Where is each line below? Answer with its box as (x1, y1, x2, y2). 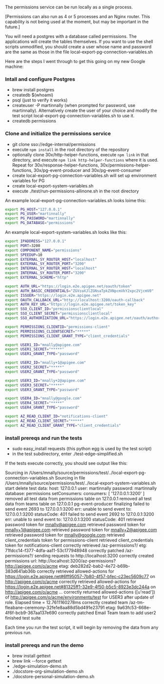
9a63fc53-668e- (117, 605, 151, 611)
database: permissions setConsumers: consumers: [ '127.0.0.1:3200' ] (5, 491, 145, 497)
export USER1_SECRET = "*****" (5, 347, 64, 352)
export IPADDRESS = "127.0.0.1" (5, 239, 67, 244)
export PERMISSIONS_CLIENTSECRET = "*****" (5, 329, 91, 334)
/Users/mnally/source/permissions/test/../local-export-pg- (29, 470, 146, 476)
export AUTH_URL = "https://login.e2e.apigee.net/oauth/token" (5, 284, 132, 289)
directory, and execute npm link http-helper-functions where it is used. (12, 157, 159, 163)
